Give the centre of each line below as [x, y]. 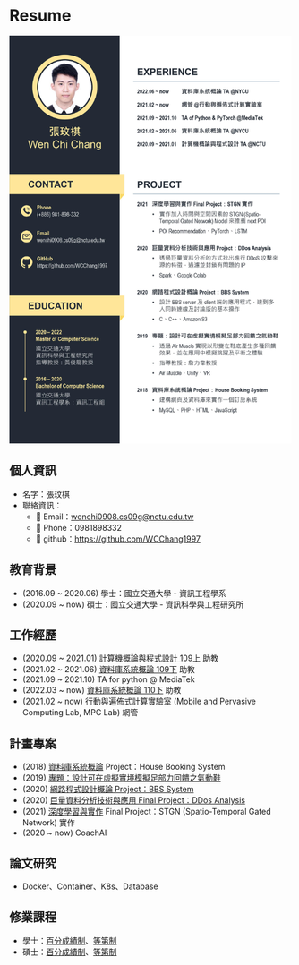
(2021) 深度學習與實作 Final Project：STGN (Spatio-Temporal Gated [146, 812]
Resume [40, 16]
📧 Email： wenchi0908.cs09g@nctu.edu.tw [115, 517]
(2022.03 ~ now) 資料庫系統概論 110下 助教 [102, 690]
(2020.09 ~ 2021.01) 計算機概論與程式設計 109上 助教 [120, 658]
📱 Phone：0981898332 [79, 527]
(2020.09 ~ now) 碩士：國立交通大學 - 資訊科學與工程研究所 [133, 604]
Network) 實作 [49, 823]
